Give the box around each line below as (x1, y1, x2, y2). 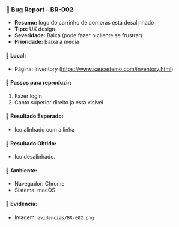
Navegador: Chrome (14, 180, 65, 187)
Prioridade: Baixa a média (14, 38, 79, 46)
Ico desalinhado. (14, 153, 56, 160)
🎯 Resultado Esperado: (5, 112, 64, 120)
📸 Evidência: (5, 200, 37, 207)
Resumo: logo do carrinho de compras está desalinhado (14, 19, 154, 26)
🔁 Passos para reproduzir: (5, 79, 72, 86)
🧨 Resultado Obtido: (5, 139, 57, 147)
